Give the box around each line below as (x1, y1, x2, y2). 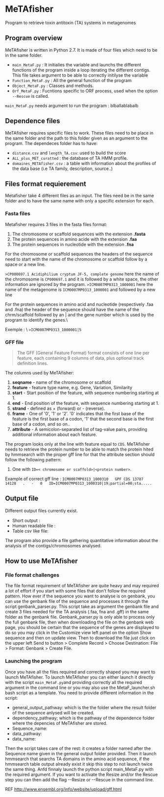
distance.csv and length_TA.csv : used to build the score (12, 150, 126, 156)
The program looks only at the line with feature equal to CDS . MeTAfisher (5, 441, 150, 447)
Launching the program (5, 657, 62, 664)
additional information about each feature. (12, 431, 97, 437)
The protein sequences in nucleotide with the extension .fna (12, 241, 134, 247)
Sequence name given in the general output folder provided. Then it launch (5, 750, 157, 756)
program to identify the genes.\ (5, 317, 68, 323)
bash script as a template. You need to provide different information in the (5, 689, 154, 696)
